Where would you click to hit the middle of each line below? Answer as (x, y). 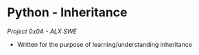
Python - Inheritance (67, 13)
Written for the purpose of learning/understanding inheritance (104, 44)
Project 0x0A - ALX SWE (42, 31)
